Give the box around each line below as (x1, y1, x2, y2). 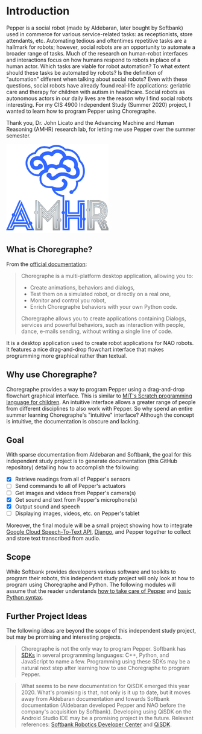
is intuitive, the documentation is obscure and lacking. (6, 417, 140, 425)
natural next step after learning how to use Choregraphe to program (21, 665, 190, 672)
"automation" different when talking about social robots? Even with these (6, 75, 188, 83)
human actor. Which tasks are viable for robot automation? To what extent (6, 62, 190, 70)
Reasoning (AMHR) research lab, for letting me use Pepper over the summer (6, 125, 196, 133)
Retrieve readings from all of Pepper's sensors (14, 475, 131, 483)
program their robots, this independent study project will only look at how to (6, 574, 195, 581)
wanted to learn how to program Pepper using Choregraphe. (6, 107, 157, 115)
